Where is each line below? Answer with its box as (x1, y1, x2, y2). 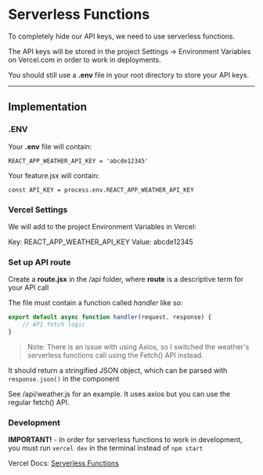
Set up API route (8, 257, 72, 268)
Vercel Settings (8, 204, 68, 215)
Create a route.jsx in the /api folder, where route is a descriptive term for (8, 275, 244, 284)
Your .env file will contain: (8, 141, 92, 151)
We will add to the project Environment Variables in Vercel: (8, 221, 197, 231)
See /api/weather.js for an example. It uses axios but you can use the (8, 389, 231, 398)
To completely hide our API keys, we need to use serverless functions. (8, 31, 236, 41)
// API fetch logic (22, 320, 86, 329)
